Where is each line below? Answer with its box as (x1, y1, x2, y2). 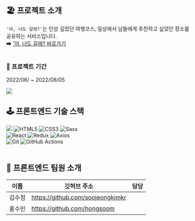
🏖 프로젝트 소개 (6, 5, 62, 16)
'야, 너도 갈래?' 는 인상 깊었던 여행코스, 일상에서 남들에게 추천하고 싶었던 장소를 (6, 25, 190, 32)
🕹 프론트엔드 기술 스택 (6, 106, 84, 116)
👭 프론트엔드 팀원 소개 (6, 163, 82, 173)
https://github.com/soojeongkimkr (31, 193, 126, 201)
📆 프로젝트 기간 (6, 62, 47, 71)
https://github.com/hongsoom (31, 204, 115, 212)
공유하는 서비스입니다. (6, 32, 57, 40)
